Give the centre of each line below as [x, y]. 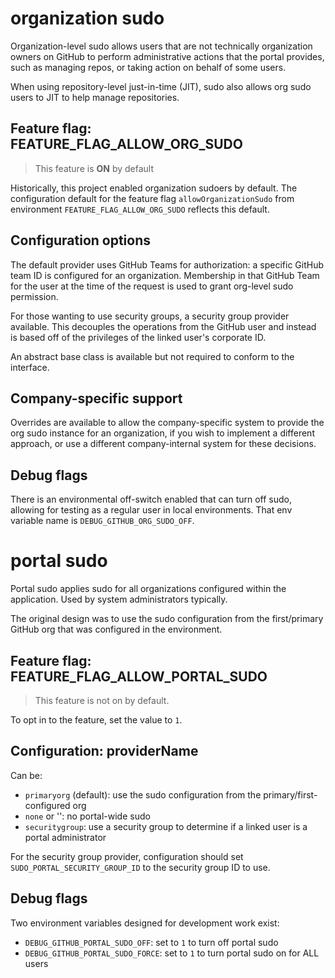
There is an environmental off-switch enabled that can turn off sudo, [151, 499]
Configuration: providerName [104, 751]
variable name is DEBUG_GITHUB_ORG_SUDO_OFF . [102, 521]
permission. [34, 296]
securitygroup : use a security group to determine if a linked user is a [166, 826]
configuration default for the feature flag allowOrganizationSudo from [152, 198]
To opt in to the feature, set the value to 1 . [96, 719]
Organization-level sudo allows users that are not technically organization [161, 46]
